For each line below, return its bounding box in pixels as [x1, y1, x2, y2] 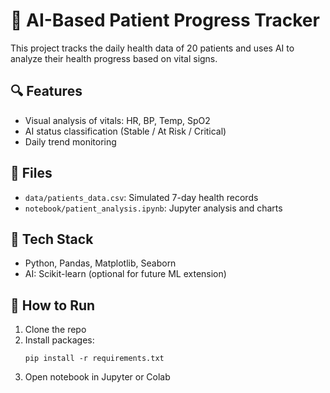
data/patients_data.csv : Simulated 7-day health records [24, 191, 259, 203]
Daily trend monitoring [24, 135, 117, 148]
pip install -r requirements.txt [24, 354, 165, 364]
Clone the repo [24, 324, 87, 336]
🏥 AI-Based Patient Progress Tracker [10, 9, 320, 32]
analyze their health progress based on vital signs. [10, 52, 218, 64]
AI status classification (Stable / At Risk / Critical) [24, 125, 227, 137]
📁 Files [10, 165, 53, 182]
